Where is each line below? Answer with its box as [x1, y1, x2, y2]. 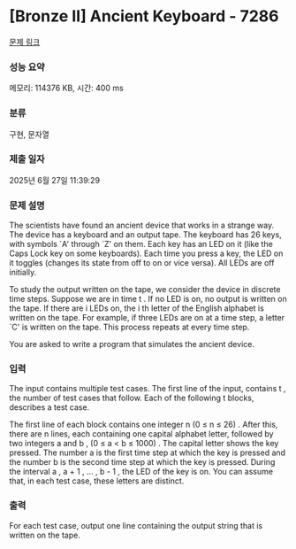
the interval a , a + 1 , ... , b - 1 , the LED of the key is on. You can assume [9, 467, 274, 477]
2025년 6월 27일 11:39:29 [9, 174, 100, 185]
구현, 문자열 [9, 128, 50, 139]
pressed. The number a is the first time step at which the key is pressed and [9, 447, 285, 458]
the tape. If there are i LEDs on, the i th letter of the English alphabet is [9, 303, 265, 313]
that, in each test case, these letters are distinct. [9, 476, 185, 486]
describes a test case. [9, 402, 90, 413]
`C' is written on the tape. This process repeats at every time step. [9, 321, 250, 333]
